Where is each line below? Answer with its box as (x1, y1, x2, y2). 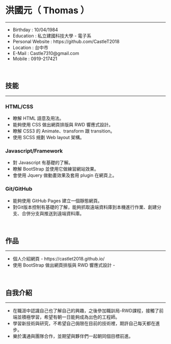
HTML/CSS (5, 103, 34, 110)
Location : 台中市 (12, 44, 48, 50)
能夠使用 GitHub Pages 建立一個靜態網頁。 (12, 197, 103, 204)
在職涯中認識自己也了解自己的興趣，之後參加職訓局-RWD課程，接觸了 (12, 308, 159, 314)
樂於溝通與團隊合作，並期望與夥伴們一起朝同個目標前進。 (12, 333, 133, 339)
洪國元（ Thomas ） (5, 5, 90, 16)
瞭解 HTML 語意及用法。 (12, 115, 64, 121)
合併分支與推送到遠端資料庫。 (21, 210, 84, 217)
